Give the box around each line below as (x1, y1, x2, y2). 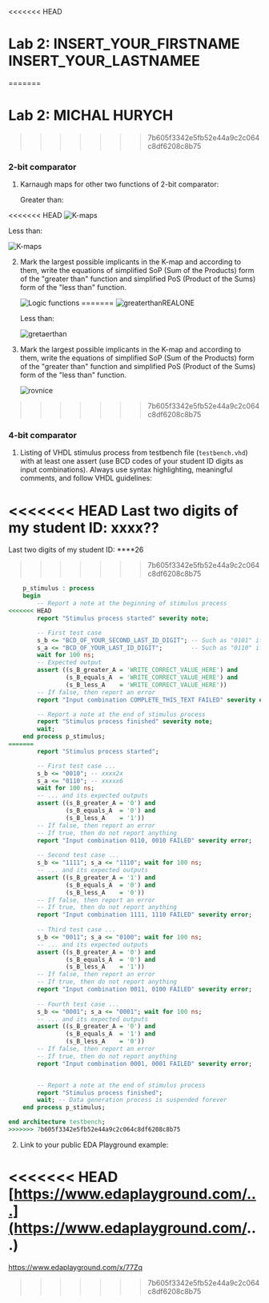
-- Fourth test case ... (37, 1000, 120, 1008)
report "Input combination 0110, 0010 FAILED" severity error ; (37, 836, 252, 844)
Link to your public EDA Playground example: (19, 1140, 169, 1149)
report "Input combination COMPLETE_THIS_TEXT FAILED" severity (37, 696, 256, 704)
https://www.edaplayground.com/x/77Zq (8, 1262, 143, 1272)
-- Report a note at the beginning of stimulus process (37, 600, 227, 608)
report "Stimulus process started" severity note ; (37, 614, 210, 622)
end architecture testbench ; (8, 1118, 106, 1126)
